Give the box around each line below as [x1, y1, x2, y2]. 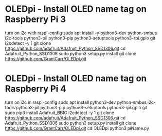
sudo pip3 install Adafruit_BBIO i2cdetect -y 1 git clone [5, 110, 114, 116]
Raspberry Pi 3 [5, 14, 66, 25]
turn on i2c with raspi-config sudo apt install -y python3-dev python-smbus [5, 30, 157, 36]
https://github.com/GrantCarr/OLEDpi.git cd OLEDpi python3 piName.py [5, 125, 149, 131]
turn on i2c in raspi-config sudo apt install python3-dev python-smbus [5, 99, 147, 105]
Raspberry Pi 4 [5, 83, 67, 95]
